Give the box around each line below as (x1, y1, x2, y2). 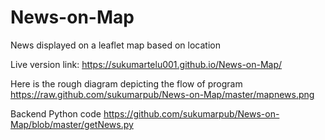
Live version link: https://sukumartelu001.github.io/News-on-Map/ (10, 58, 283, 70)
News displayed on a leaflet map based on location (10, 39, 221, 51)
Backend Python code (10, 107, 102, 120)
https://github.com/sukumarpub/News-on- (103, 107, 280, 120)
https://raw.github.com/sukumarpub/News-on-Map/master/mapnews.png (10, 88, 315, 100)
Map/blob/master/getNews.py (10, 118, 134, 130)
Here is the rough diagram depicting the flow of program (10, 77, 243, 90)
